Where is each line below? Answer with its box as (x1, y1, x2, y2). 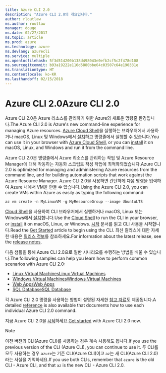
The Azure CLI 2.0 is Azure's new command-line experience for (10, 121, 140, 127)
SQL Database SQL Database (12, 286, 71, 292)
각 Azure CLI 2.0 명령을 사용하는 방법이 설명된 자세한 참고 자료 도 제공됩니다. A (5, 297, 156, 302)
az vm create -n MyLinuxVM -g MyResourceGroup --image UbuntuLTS (5, 199, 143, 204)
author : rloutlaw (5, 16, 41, 21)
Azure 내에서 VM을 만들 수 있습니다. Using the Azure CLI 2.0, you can (10, 184, 148, 190)
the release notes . (5, 239, 42, 245)
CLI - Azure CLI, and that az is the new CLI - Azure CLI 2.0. (5, 362, 125, 368)
